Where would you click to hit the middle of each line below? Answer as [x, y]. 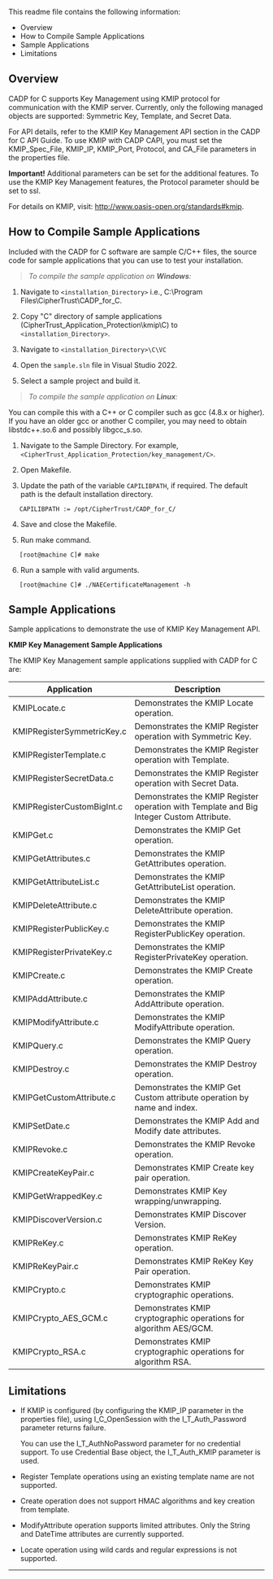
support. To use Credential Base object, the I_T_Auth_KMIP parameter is [141, 1452]
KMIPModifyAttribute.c [56, 1023]
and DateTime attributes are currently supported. [102, 1534]
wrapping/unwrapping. [178, 1202]
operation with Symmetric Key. [193, 737]
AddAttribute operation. [180, 1004]
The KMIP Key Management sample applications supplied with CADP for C [133, 661]
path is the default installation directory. [87, 494]
